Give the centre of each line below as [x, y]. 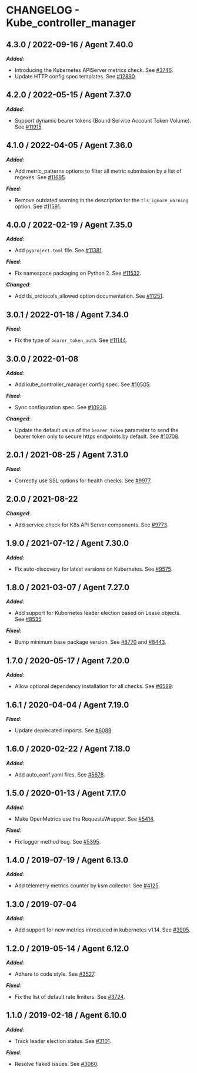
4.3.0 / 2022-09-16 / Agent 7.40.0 [70, 45]
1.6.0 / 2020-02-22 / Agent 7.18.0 [68, 749]
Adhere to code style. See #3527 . [55, 974]
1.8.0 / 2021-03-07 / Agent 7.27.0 [68, 587]
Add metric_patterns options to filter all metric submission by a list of [98, 171]
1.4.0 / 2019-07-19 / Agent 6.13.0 [67, 860]
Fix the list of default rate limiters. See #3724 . [70, 997]
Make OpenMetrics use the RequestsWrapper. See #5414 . [85, 819]
